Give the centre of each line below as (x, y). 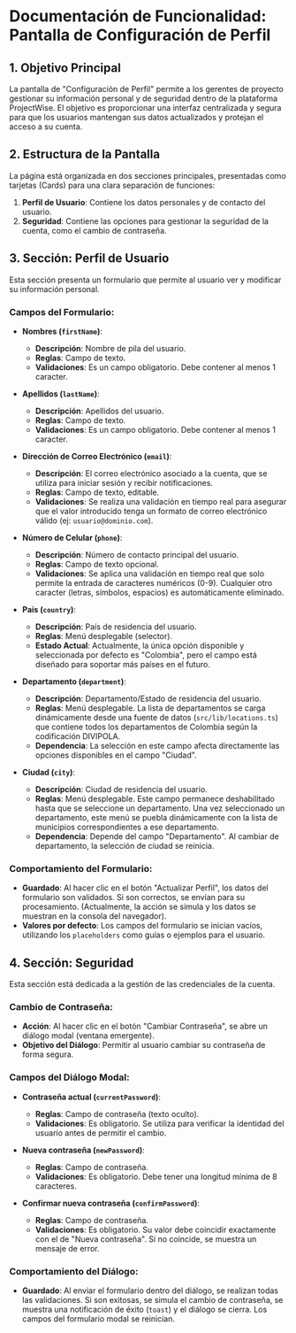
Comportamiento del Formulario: (81, 868)
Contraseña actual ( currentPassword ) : (91, 1097)
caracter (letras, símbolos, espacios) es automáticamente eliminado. (159, 592)
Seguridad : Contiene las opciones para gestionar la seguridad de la (145, 221)
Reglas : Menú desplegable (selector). (104, 636)
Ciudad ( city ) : (49, 772)
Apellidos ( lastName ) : (61, 393)
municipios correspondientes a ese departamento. (127, 827)
